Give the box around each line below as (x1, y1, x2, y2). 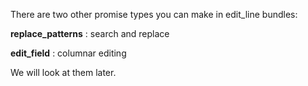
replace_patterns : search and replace (10, 28, 170, 39)
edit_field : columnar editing (10, 47, 127, 59)
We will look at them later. (10, 67, 117, 78)
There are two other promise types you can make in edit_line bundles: (10, 9, 298, 20)
